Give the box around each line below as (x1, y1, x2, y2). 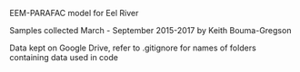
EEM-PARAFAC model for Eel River (9, 8, 139, 18)
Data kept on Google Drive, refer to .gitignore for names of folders (9, 42, 256, 53)
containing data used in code (9, 52, 118, 62)
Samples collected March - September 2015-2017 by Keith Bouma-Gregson (9, 25, 292, 35)
